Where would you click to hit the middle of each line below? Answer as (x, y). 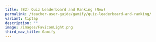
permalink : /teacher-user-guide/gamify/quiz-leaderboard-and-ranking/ (78, 14)
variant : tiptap (21, 18)
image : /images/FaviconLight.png (39, 28)
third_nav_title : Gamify (30, 32)
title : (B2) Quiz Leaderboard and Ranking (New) (55, 9)
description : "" (21, 23)
